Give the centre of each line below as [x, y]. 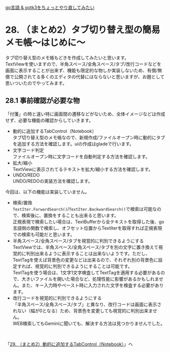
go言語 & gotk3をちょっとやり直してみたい [50, 7]
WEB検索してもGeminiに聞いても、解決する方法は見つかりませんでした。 [89, 323]
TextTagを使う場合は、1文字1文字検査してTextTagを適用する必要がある [87, 272]
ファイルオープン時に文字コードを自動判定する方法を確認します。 [81, 156]
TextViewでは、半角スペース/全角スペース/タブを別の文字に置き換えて [86, 247]
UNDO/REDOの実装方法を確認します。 [53, 181]
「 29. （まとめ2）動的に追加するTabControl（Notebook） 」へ [69, 344]
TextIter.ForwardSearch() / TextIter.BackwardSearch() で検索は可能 [82, 209]
